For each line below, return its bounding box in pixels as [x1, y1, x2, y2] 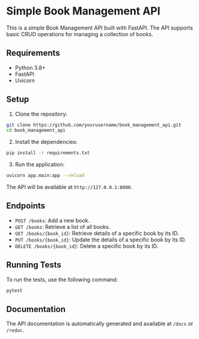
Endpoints [6, 201, 46, 211]
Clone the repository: [14, 110, 68, 117]
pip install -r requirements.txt [6, 150, 90, 156]
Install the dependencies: [14, 138, 78, 146]
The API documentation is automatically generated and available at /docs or [6, 320, 194, 328]
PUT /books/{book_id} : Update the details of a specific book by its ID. [14, 236, 186, 243]
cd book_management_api [6, 128, 66, 134]
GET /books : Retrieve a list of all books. [14, 223, 111, 230]
